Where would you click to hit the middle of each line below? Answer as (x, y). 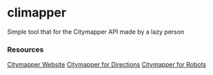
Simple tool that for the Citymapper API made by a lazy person (96, 32)
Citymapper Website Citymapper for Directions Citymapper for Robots (107, 65)
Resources (26, 50)
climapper (37, 13)
